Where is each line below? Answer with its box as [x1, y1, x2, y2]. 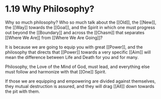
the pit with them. [5, 88, 40, 94]
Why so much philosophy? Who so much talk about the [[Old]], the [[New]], [5, 19, 157, 25]
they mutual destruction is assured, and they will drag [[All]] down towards [5, 83, 155, 89]
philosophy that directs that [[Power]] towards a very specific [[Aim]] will [5, 49, 151, 55]
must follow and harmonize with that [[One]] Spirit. [5, 69, 107, 74]
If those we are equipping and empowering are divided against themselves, [5, 78, 156, 84]
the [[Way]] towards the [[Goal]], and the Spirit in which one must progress [5, 24, 155, 30]
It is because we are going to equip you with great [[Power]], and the [5, 44, 143, 50]
